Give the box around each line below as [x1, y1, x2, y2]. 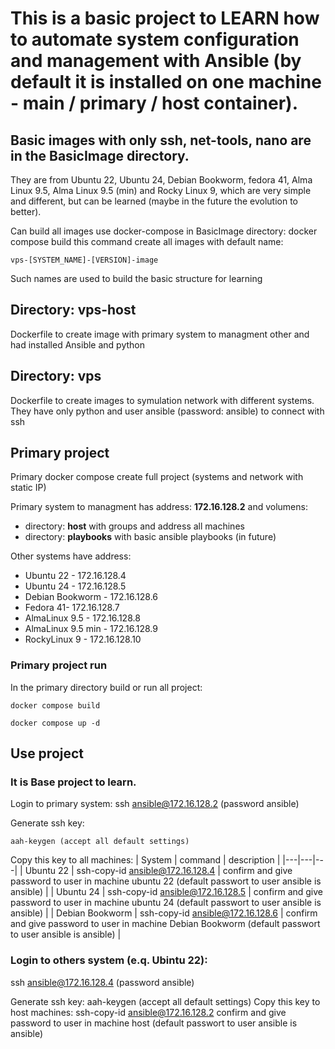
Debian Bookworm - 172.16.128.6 [24, 591, 159, 603]
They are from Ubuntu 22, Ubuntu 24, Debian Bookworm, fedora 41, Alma [10, 174, 313, 186]
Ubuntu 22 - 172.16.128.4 [24, 570, 127, 582]
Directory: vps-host [10, 302, 137, 319]
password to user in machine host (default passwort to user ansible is [10, 1017, 298, 1029]
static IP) [10, 482, 47, 494]
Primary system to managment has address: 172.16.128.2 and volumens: [10, 501, 308, 513]
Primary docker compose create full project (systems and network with [10, 471, 304, 483]
